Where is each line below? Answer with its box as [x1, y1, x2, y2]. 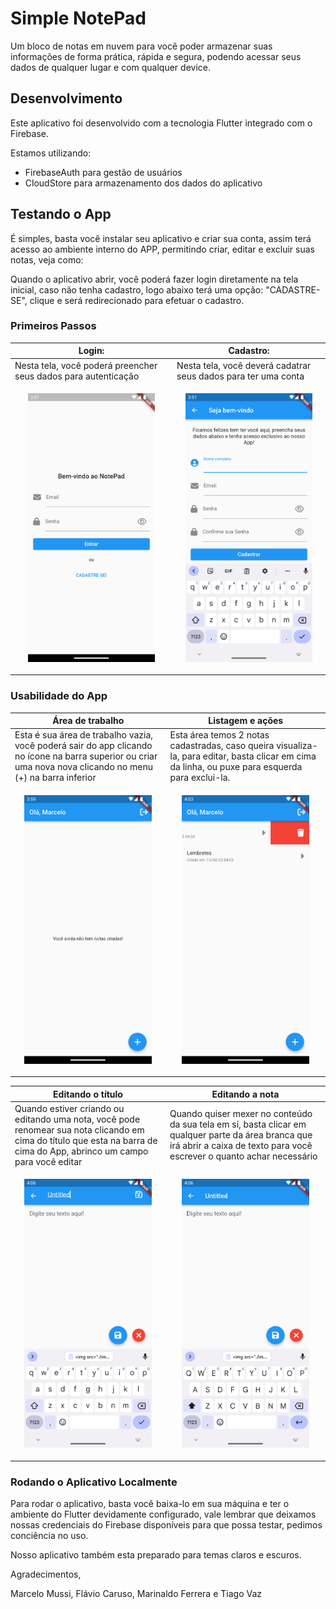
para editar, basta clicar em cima [181, 750, 317, 762]
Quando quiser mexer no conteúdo [169, 1108, 313, 1120]
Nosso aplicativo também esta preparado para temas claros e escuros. [10, 1548, 302, 1561]
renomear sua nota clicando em [14, 1123, 145, 1136]
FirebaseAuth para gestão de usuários [24, 166, 183, 178]
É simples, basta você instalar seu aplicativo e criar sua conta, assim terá [10, 232, 312, 244]
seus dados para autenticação [14, 370, 140, 382]
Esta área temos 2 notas [169, 729, 270, 741]
